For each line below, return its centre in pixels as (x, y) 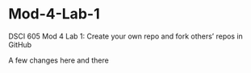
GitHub (20, 44)
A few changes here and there (59, 60)
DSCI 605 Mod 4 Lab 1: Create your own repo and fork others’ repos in (126, 36)
